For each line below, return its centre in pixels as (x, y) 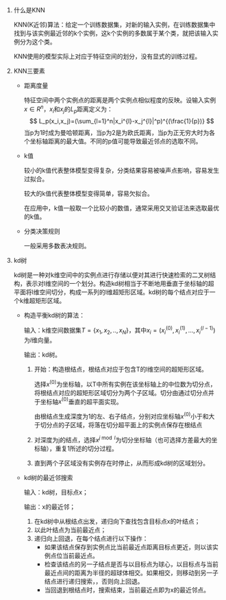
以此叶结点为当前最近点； (70, 529)
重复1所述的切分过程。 (87, 448)
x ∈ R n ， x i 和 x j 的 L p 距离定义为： (68, 109)
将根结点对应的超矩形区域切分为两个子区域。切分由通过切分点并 (124, 392)
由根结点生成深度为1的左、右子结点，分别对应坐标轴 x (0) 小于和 (121, 416)
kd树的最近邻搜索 (48, 477)
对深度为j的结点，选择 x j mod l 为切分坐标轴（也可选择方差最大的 (123, 439)
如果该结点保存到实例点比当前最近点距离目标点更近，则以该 (128, 547)
